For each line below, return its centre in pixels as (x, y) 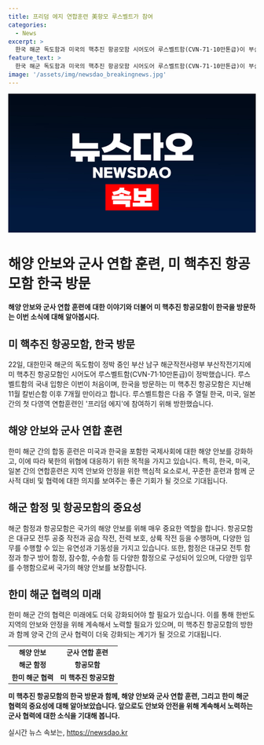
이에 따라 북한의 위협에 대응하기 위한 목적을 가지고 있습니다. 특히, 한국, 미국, (134, 461)
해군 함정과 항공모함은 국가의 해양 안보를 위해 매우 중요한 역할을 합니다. (117, 528)
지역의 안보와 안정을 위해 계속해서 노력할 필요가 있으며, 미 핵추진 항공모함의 (123, 625)
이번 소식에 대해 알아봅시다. (58, 317)
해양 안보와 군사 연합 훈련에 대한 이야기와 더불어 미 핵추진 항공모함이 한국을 (122, 307)
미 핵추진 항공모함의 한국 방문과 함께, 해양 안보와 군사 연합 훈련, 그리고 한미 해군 (128, 696)
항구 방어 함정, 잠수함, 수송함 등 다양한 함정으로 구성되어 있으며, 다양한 (130, 557)
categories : (27, 25)
